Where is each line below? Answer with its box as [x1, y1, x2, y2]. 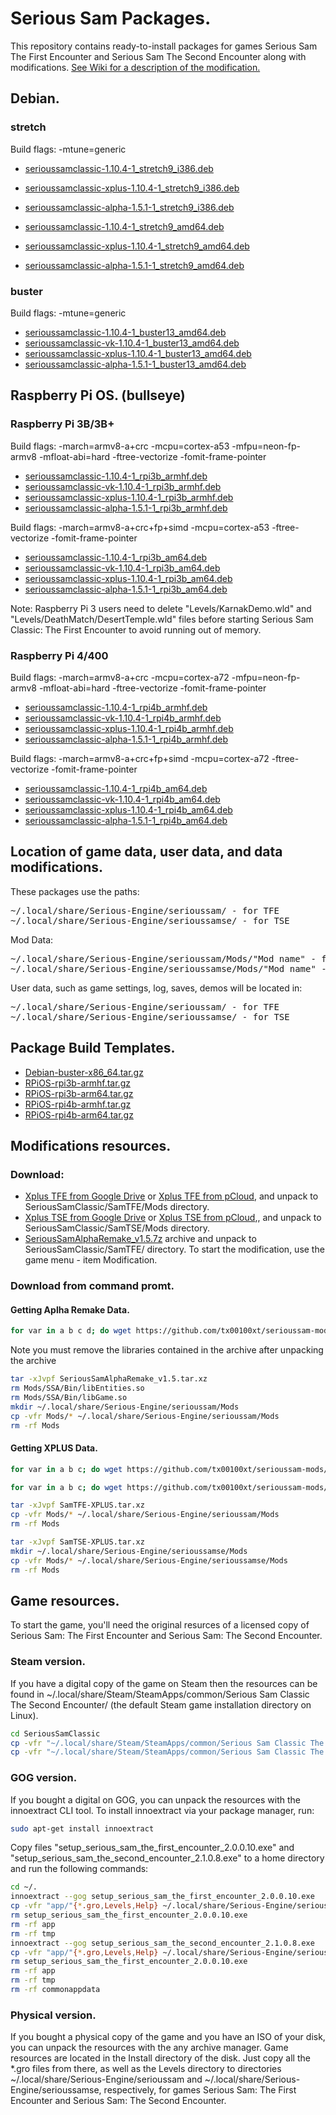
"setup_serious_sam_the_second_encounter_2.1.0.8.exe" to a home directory [10, 1852, 325, 1864]
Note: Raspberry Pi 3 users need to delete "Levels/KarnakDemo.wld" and [10, 602, 312, 614]
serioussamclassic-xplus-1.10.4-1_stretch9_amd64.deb [24, 240, 250, 252]
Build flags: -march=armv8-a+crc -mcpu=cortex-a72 [10, 671, 230, 683]
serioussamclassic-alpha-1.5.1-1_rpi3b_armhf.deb [24, 502, 228, 514]
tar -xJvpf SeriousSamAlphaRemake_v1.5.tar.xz [10, 1374, 208, 1384]
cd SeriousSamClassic [10, 1728, 101, 1739]
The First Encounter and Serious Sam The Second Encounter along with [10, 50, 307, 62]
